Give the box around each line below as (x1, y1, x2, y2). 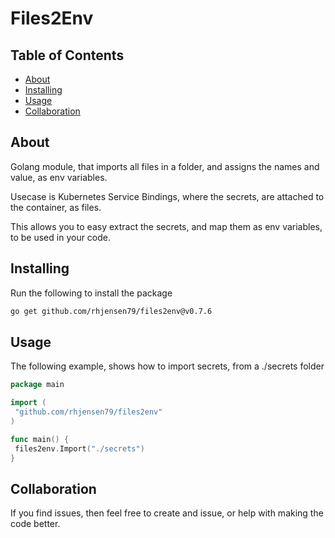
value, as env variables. (10, 171, 108, 183)
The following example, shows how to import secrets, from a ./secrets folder (10, 360, 325, 372)
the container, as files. (10, 201, 102, 213)
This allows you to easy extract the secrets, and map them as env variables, (10, 220, 323, 232)
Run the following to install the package (10, 287, 173, 299)
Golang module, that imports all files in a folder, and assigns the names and (10, 160, 320, 172)
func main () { (10, 434, 70, 444)
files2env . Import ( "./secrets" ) (14, 443, 145, 454)
